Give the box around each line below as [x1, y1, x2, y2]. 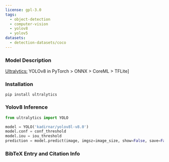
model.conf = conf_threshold [5, 129, 66, 134]
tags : [5, 12, 17, 17]
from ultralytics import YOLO [5, 115, 69, 120]
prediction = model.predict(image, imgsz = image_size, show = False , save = [5, 138, 161, 143]
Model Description [5, 56, 52, 63]
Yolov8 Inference [5, 104, 48, 111]
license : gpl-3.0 [5, 7, 42, 13]
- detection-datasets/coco [10, 40, 66, 45]
